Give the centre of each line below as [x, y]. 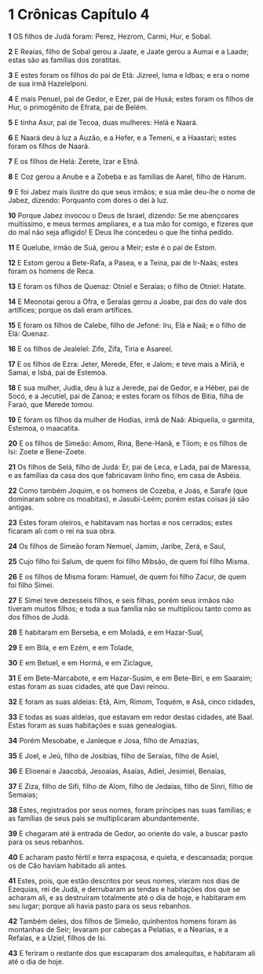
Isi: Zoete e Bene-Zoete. [47, 451]
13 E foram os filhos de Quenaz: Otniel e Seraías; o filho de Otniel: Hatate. [127, 286]
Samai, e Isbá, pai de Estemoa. [58, 372]
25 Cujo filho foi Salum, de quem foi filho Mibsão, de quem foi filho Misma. [129, 561]
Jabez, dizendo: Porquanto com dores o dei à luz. [88, 200]
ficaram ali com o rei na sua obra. [62, 531]
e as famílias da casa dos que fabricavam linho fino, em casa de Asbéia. [125, 475]
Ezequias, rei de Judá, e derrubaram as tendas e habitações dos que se [124, 889]
